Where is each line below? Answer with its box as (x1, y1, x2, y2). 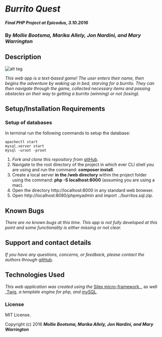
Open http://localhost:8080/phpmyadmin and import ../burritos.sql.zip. (12, 193, 153, 198)
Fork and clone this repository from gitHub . (12, 157, 98, 162)
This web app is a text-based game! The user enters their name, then (5, 75, 144, 81)
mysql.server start (5, 144, 45, 149)
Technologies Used (5, 271, 65, 279)
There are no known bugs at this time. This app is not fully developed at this (5, 220, 158, 225)
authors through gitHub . (5, 257, 53, 262)
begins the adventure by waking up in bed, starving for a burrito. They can (5, 80, 155, 86)
